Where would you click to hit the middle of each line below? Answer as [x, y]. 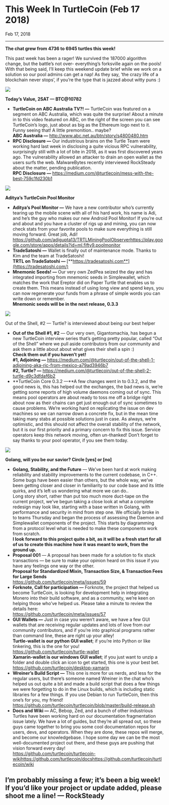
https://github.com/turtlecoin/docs [57, 759]
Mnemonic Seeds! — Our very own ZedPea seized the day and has [82, 272]
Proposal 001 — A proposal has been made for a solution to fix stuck [84, 555]
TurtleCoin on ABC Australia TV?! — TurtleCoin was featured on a [81, 109]
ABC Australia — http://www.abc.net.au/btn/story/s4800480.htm [80, 135]
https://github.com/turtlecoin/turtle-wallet [56, 652]
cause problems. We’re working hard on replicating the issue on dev [83, 408]
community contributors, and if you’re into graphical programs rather [84, 630]
